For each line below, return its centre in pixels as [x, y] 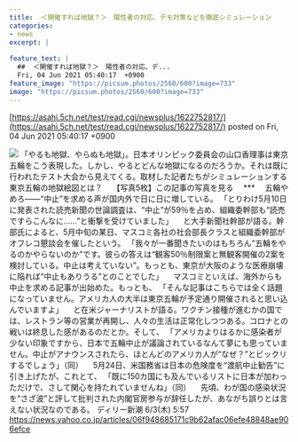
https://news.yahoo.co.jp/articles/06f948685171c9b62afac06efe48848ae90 [149, 419]
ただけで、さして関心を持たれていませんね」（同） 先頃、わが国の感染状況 [148, 387]
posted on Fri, [253, 126]
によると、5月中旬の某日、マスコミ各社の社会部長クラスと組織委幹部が [155, 232]
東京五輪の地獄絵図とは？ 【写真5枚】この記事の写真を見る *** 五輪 [145, 187]
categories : [31, 26]
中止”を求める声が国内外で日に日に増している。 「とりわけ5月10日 [165, 198]
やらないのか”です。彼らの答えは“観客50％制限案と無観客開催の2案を [159, 254]
